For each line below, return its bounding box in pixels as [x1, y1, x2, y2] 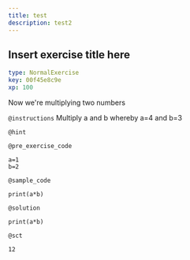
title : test [8, 11, 47, 20]
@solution [8, 204, 41, 212]
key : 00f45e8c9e [8, 76, 61, 84]
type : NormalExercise [8, 69, 80, 77]
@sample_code [8, 176, 51, 184]
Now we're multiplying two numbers [8, 98, 126, 107]
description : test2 [8, 19, 73, 27]
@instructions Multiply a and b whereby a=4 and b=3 [8, 113, 183, 122]
